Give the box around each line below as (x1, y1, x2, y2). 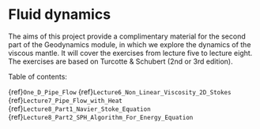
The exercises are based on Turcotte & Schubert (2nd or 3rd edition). (8, 57, 233, 66)
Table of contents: (8, 72, 67, 81)
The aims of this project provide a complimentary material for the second (8, 31, 247, 41)
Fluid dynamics (8, 6, 111, 24)
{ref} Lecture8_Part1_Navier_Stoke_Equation (8, 104, 152, 113)
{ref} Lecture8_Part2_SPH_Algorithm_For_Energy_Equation (8, 112, 194, 121)
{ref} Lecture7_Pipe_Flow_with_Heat (8, 95, 122, 105)
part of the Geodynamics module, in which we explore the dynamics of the (8, 39, 251, 49)
